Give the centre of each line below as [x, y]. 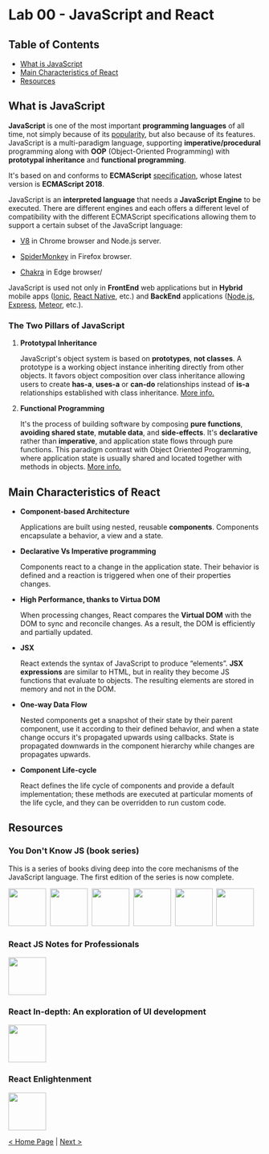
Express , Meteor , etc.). [46, 304]
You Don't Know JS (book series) [74, 851]
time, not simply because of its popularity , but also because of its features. [132, 134]
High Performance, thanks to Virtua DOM [90, 599]
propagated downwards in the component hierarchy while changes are [137, 745]
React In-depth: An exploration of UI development [107, 1012]
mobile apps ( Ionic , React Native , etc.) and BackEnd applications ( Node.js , [132, 296]
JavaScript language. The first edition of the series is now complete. [121, 877]
